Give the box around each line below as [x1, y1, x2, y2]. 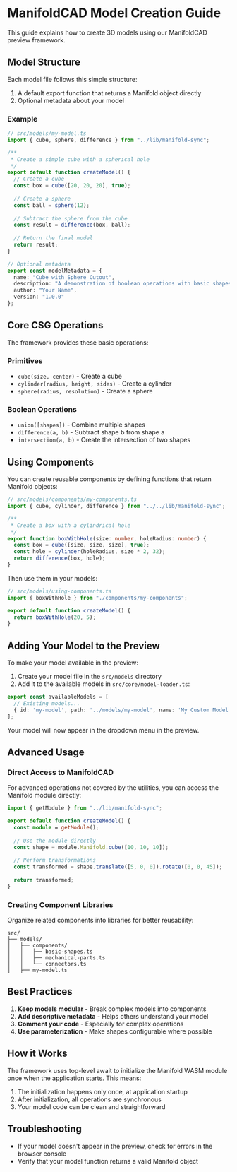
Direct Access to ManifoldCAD [7, 767, 114, 777]
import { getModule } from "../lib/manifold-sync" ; [7, 805, 162, 812]
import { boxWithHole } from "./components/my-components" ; [7, 594, 188, 601]
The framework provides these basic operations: [7, 338, 149, 347]
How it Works [7, 1048, 68, 1060]
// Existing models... [13, 699, 80, 707]
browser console [17, 1149, 67, 1158]
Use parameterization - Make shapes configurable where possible [17, 1026, 213, 1036]
